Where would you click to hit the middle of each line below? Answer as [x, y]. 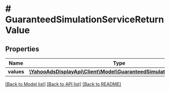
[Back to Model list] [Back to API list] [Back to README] [63, 84]
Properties [22, 49]
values [16, 72]
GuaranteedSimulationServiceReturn [85, 19]
